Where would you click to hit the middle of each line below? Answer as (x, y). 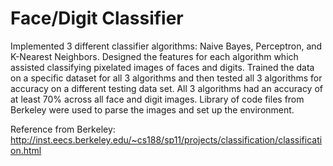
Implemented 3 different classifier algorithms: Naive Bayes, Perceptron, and (166, 46)
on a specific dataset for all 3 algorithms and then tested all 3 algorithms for (166, 78)
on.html (26, 150)
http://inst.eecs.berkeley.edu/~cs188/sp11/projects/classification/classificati (166, 139)
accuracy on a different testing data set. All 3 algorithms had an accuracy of (167, 88)
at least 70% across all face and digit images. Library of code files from (157, 99)
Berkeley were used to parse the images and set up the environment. (152, 109)
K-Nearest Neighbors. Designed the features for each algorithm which (154, 56)
